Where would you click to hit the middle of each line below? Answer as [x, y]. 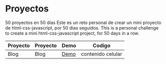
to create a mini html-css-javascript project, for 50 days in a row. [72, 33]
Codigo [102, 45]
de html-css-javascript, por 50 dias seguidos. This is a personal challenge [82, 27]
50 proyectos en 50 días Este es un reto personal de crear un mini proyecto [84, 22]
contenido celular [102, 54]
